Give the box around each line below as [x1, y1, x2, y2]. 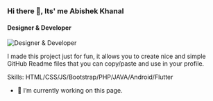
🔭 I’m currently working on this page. [17, 86, 123, 95]
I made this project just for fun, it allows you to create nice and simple [7, 52, 206, 61]
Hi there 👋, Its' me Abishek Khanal [7, 6, 124, 16]
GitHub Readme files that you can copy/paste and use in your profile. [7, 59, 205, 68]
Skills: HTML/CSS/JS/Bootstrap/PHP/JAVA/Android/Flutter [7, 73, 173, 82]
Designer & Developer [7, 24, 71, 32]
